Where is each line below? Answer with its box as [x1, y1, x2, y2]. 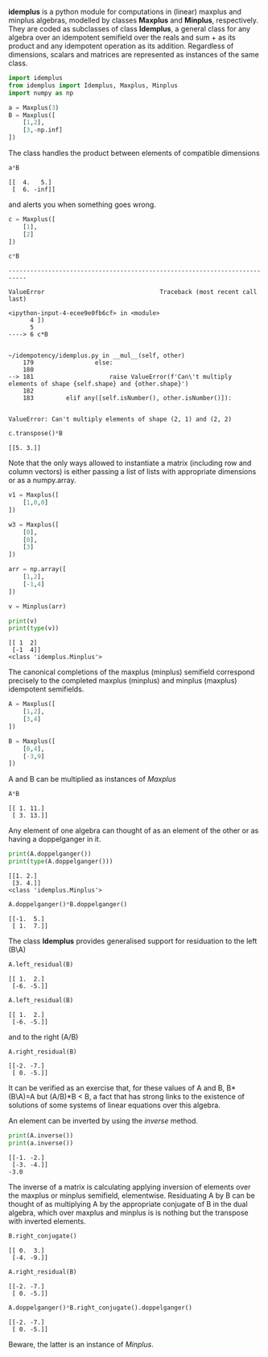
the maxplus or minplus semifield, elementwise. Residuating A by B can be [8, 1191, 255, 1200]
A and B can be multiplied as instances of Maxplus [8, 775, 176, 784]
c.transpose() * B [8, 430, 63, 438]
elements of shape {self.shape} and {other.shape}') [8, 380, 189, 389]
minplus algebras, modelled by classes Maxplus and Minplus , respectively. [8, 15, 259, 25]
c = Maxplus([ [8, 215, 56, 223]
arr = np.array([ [8, 565, 67, 573]
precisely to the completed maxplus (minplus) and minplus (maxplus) [8, 676, 237, 686]
